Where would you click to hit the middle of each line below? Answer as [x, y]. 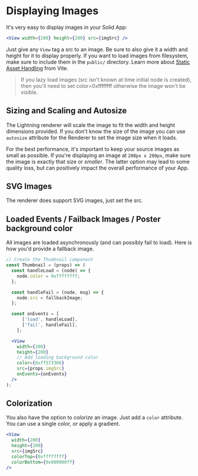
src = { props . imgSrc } [41, 369]
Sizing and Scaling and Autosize [67, 111]
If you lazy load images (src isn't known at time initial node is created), [106, 79]
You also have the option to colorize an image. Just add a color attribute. [95, 418]
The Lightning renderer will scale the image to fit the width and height [91, 125]
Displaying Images [52, 11]
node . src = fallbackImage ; [50, 298]
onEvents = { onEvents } [42, 374]
